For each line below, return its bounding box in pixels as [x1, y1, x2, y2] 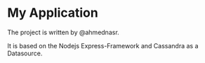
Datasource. [7, 49, 43, 57]
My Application [7, 5, 98, 21]
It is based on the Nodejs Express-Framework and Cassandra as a [7, 41, 199, 50]
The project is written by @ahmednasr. [7, 28, 119, 36]
